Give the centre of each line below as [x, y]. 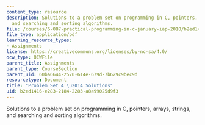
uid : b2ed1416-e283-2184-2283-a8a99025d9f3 [63, 91]
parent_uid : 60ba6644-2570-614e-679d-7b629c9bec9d [72, 74]
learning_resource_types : [39, 40]
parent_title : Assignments [41, 63]
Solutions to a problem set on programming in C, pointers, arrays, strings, [99, 109]
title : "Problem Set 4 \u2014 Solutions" [60, 86]
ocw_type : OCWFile [30, 57]
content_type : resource [37, 12]
